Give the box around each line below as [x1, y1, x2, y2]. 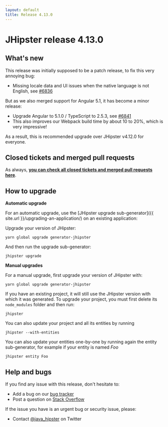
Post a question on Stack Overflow [12, 396, 85, 402]
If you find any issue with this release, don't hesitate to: [5, 381, 120, 387]
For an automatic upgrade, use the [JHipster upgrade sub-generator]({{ [5, 210, 154, 216]
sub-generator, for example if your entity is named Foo [5, 344, 119, 350]
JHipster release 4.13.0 [5, 34, 104, 45]
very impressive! [12, 123, 47, 129]
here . [5, 172, 17, 178]
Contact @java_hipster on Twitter [12, 415, 82, 422]
